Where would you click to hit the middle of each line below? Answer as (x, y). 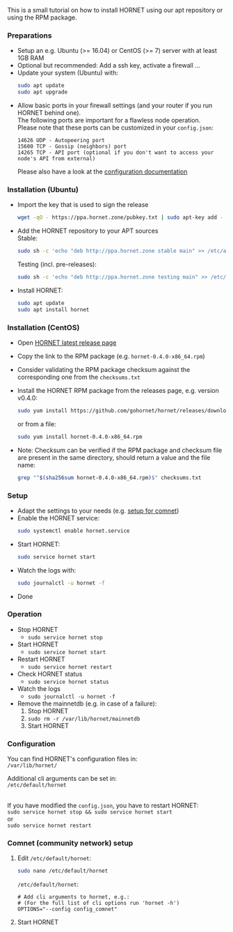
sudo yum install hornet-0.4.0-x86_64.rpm (80, 437)
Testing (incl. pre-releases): (57, 265)
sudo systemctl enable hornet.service (73, 531)
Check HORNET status (50, 674)
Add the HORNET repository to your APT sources (88, 231)
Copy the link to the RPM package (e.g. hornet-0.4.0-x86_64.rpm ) (111, 356)
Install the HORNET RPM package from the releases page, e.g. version (118, 391)
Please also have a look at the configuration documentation (102, 172)
